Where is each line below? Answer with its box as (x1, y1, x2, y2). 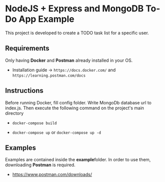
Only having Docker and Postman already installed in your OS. (5, 57, 133, 63)
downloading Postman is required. (5, 162, 76, 168)
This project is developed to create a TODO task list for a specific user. (5, 30, 149, 36)
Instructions (5, 87, 43, 95)
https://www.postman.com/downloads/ (12, 172, 92, 178)
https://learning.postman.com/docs (12, 73, 86, 78)
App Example (19, 13, 75, 25)
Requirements (5, 44, 49, 52)
